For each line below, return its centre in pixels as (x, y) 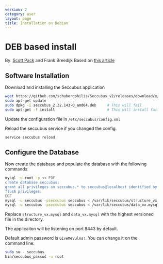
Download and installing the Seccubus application (55, 87)
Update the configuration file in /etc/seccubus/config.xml (63, 119)
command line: (20, 243)
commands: (17, 169)
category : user (20, 14)
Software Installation (37, 76)
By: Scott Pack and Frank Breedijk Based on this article (60, 61)
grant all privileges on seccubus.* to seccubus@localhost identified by (81, 187)
